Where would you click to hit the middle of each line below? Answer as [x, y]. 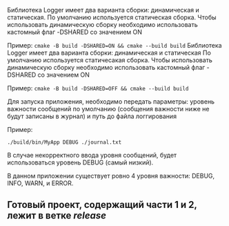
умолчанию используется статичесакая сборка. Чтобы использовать [110, 60]
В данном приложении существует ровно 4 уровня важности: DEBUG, [111, 176]
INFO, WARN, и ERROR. [40, 183]
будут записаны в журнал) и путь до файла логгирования [92, 116]
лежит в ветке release [57, 216]
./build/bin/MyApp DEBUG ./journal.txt [64, 142]
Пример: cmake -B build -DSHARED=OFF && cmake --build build [98, 88]
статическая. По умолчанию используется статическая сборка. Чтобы [112, 17]
